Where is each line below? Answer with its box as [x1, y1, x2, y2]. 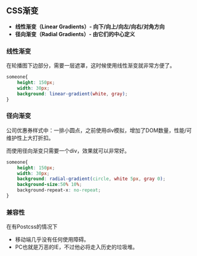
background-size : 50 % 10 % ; [17, 182, 83, 188]
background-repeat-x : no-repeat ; [17, 187, 101, 193]
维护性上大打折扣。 [6, 134, 54, 141]
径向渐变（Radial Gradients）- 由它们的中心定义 [14, 30, 136, 37]
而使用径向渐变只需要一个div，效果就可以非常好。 [6, 147, 130, 154]
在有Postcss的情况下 [6, 223, 58, 231]
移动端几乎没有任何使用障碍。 [14, 236, 89, 243]
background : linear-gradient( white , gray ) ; [17, 91, 128, 97]
